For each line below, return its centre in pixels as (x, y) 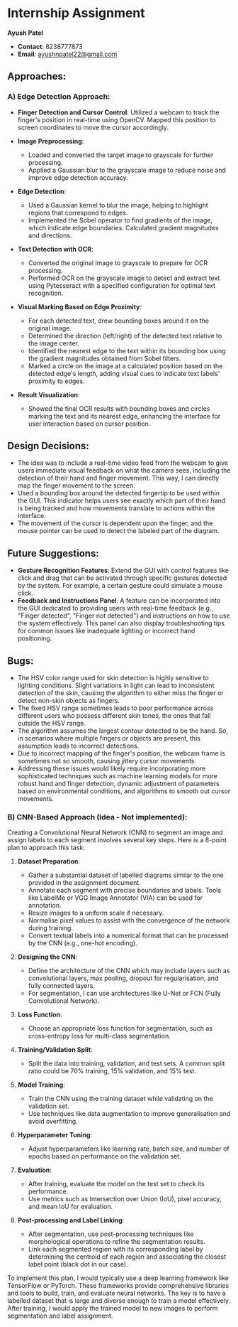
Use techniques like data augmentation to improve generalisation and (129, 1114)
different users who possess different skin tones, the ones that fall (114, 716)
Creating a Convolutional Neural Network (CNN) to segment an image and (115, 832)
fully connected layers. (62, 986)
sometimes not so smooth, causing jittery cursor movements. (107, 761)
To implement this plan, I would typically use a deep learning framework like (118, 1278)
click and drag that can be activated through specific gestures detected (122, 578)
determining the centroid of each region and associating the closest (127, 1257)
